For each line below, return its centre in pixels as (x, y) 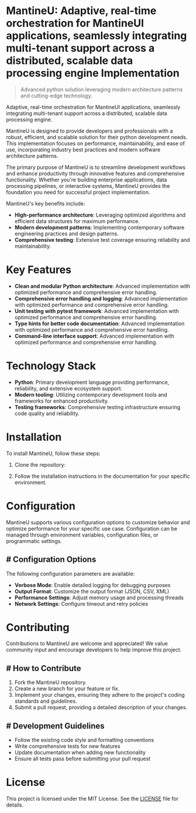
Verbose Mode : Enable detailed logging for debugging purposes (92, 585)
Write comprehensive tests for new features (68, 746)
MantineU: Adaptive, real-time (81, 11)
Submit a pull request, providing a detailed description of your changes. (101, 707)
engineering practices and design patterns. (66, 234)
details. (15, 805)
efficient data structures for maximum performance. (77, 221)
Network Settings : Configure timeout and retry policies (81, 603)
